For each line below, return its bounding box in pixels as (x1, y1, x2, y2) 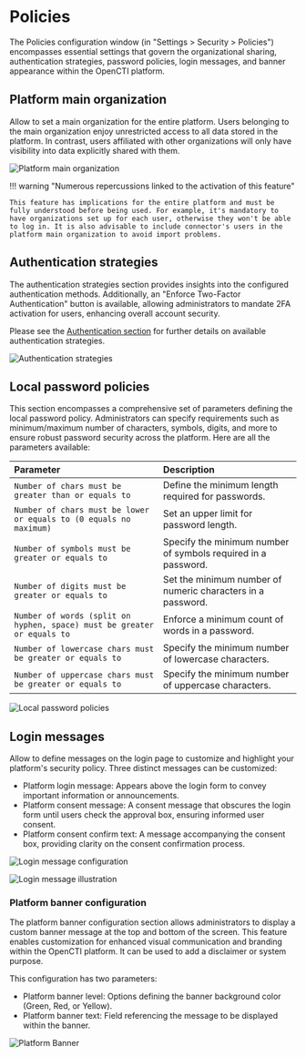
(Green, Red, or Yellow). (22, 1001, 113, 1011)
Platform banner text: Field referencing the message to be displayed (22, 1011, 279, 1021)
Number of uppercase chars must (14, 670, 155, 680)
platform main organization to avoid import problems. (9, 229, 222, 239)
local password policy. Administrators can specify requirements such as (9, 412, 280, 424)
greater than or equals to (14, 490, 131, 501)
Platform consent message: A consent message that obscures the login (22, 799, 291, 811)
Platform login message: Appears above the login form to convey (22, 780, 267, 791)
